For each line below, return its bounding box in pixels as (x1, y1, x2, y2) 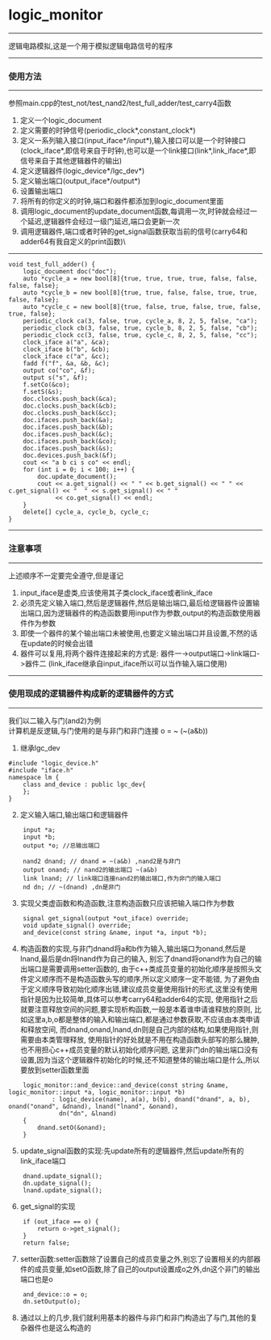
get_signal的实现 (19, 1201, 76, 1211)
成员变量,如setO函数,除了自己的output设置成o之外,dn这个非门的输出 (34, 1264, 261, 1274)
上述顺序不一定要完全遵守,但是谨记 (8, 570, 124, 580)
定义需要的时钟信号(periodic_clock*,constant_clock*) (19, 125, 196, 135)
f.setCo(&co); (23, 381, 70, 389)
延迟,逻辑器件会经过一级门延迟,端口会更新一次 (27, 217, 180, 226)
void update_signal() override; (23, 921, 131, 929)
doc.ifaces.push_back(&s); (23, 445, 114, 453)
